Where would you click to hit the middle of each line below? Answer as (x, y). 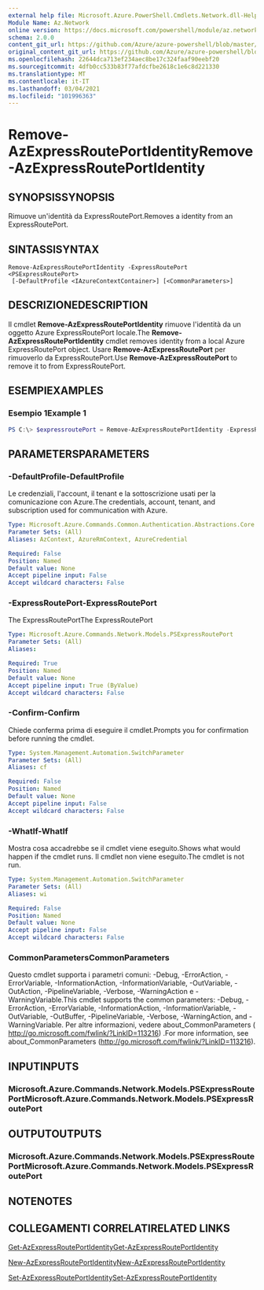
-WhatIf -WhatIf (38, 831)
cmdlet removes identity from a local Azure (175, 341)
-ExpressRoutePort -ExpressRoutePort (82, 603)
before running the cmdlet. (51, 738)
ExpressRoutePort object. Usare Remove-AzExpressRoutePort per (117, 349)
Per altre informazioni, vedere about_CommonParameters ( (161, 1025)
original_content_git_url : (52, 52)
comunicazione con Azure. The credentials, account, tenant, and (112, 502)
